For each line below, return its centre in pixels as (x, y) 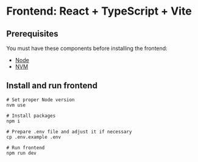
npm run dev (21, 153)
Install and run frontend (52, 86)
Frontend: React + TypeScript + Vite (99, 11)
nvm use (16, 105)
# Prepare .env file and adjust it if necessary (69, 132)
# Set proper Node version (41, 100)
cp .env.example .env (34, 137)
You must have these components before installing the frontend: (87, 48)
